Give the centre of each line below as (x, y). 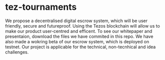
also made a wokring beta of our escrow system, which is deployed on (77, 41)
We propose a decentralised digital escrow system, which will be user (76, 21)
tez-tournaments (41, 7)
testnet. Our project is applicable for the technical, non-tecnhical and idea (81, 47)
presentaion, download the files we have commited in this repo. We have (79, 36)
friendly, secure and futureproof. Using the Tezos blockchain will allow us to (82, 26)
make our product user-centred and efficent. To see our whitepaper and (79, 31)
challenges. (17, 52)
